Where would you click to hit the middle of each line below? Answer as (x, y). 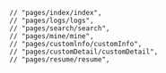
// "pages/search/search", (60, 28)
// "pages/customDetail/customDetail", (84, 52)
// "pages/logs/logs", (52, 20)
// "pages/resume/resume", (60, 60)
